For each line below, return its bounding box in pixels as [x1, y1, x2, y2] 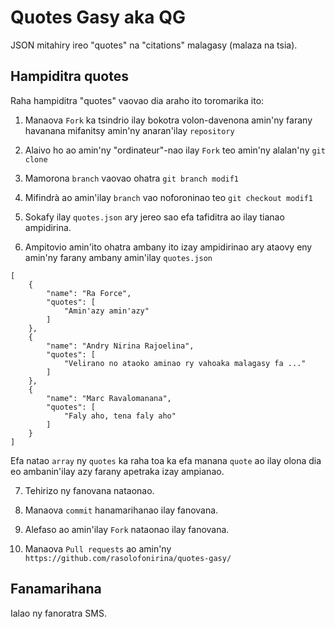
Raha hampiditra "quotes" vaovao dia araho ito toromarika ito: [10, 94, 265, 106]
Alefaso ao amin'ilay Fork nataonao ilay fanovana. [24, 523, 230, 535]
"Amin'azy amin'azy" [63, 306, 150, 316]
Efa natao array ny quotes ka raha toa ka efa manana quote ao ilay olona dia [10, 454, 322, 466]
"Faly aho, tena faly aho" [63, 411, 177, 421]
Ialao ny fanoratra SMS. [10, 607, 107, 619]
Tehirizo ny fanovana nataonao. [24, 484, 155, 496]
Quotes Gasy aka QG [10, 6, 186, 29]
